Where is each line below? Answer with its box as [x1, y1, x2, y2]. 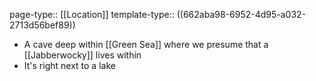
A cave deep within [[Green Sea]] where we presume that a [23, 39, 269, 50]
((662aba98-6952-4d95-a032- [176, 9, 307, 20]
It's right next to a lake [23, 60, 116, 71]
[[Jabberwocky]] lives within [23, 49, 142, 61]
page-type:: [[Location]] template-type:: [9, 9, 175, 20]
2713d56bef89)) [9, 19, 76, 31]
